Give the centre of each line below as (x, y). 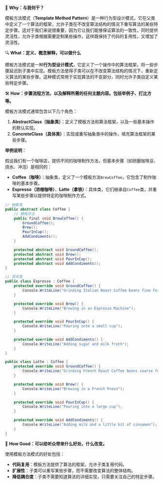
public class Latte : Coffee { (37, 362)
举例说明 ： (16, 150)
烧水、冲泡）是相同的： (28, 167)
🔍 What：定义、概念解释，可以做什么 (43, 53)
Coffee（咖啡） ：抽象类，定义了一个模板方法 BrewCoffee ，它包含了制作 (82, 177)
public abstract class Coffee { (38, 209)
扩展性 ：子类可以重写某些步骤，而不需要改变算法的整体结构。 (74, 470)
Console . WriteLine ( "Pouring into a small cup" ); (73, 326)
